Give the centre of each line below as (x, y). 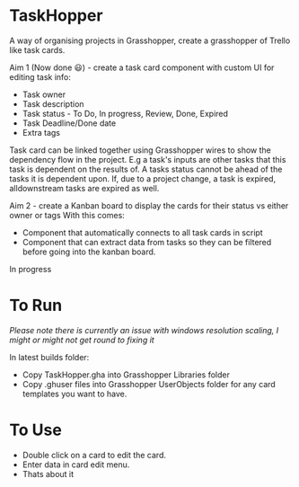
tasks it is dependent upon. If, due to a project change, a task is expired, (143, 178)
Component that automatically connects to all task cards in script (142, 232)
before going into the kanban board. (89, 252)
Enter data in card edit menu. (76, 465)
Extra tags (41, 132)
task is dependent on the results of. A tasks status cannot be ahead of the (146, 169)
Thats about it (48, 474)
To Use (36, 430)
